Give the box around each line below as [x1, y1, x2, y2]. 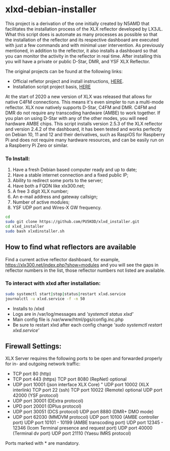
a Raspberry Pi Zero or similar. [5, 142, 69, 148]
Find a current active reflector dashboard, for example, [5, 256, 120, 262]
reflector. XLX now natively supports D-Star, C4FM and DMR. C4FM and [5, 104, 156, 110]
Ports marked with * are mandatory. [5, 440, 80, 446]
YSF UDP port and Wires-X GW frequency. [12, 205, 102, 211]
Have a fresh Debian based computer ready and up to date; [12, 167, 137, 173]
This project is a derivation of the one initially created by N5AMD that [5, 20, 150, 27]
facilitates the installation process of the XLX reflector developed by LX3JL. [5, 26, 163, 32]
